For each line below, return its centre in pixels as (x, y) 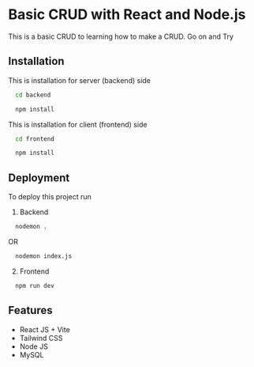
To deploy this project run (50, 197)
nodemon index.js (44, 256)
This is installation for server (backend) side (80, 80)
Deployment (39, 178)
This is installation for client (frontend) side (78, 124)
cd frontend (35, 139)
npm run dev (35, 286)
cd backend (33, 95)
